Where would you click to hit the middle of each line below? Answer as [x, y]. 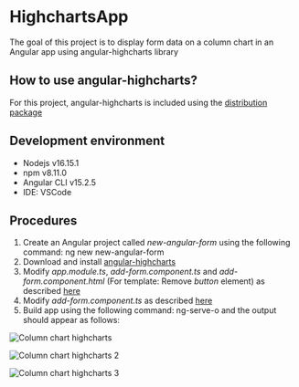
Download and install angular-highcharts [99, 262]
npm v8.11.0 [44, 173]
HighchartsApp [69, 17]
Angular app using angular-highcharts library [94, 51]
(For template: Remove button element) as [186, 281]
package [26, 112]
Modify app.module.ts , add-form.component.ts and [120, 272]
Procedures [43, 220]
